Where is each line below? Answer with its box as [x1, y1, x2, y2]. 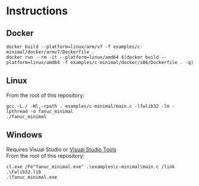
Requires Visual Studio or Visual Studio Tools [6, 145, 117, 153]
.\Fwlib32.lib [6, 169, 42, 175]
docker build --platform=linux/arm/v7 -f [6, 44, 111, 50]
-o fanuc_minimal [30, 108, 74, 114]
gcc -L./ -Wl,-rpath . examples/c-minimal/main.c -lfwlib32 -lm [6, 103, 170, 109]
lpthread [6, 108, 28, 114]
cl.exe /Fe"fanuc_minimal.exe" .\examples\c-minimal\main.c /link [6, 163, 175, 170]
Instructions [6, 4, 68, 18]
